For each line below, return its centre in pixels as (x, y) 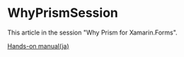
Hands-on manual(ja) (38, 46)
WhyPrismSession (63, 13)
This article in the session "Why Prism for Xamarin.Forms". (93, 32)
